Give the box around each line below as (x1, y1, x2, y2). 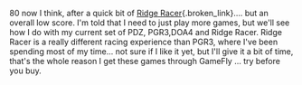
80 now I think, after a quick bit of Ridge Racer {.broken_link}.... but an (9, 8, 269, 18)
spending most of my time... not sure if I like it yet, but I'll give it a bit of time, (9, 46, 294, 57)
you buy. (9, 65, 42, 76)
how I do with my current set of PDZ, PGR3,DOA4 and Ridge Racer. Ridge (9, 27, 283, 37)
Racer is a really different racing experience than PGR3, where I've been (9, 36, 278, 47)
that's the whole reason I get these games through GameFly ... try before (9, 56, 280, 66)
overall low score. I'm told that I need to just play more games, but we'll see (9, 17, 290, 28)
